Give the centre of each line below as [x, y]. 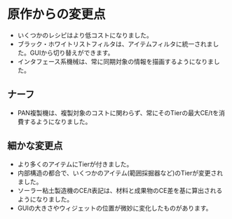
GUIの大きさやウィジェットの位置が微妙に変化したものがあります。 [115, 208]
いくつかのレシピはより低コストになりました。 [85, 35]
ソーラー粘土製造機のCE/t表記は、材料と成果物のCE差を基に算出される [120, 190]
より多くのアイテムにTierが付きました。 [75, 164]
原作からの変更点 [57, 14]
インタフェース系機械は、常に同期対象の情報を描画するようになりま [116, 61]
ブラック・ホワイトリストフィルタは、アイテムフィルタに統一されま [115, 44]
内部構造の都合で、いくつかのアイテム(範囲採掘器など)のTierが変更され [120, 173]
